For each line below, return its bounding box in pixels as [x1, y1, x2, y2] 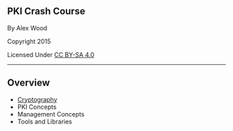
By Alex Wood [7, 23, 47, 32]
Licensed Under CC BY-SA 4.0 [7, 50, 95, 59]
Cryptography [17, 95, 58, 103]
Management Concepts [17, 110, 85, 118]
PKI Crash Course [7, 6, 85, 17]
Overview [7, 77, 51, 89]
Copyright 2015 [7, 37, 51, 46]
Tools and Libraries [17, 117, 73, 125]
